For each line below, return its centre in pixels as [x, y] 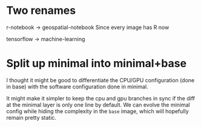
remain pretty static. [31, 117]
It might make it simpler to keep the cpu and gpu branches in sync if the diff [101, 98]
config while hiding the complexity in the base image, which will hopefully [97, 111]
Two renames [41, 11]
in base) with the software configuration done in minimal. [77, 86]
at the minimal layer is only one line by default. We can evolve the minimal [98, 105]
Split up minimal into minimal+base [96, 63]
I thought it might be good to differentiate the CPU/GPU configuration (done [100, 80]
